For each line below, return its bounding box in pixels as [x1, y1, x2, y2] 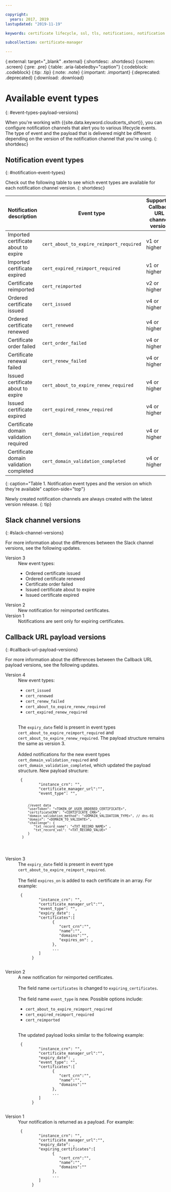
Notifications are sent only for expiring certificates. [18, 618, 125, 624]
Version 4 [5, 671, 25, 677]
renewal [8, 357, 27, 364]
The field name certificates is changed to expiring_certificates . [18, 985, 158, 991]
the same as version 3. [18, 740, 66, 746]
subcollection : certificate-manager [5, 40, 83, 45]
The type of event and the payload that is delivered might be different [5, 130, 151, 136]
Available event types [5, 92, 99, 104]
